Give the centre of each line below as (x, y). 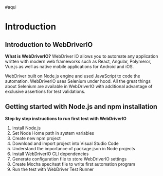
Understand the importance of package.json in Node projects (73, 148)
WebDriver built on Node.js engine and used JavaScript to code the (72, 76)
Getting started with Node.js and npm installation (81, 107)
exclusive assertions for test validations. (45, 91)
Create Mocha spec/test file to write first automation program (73, 164)
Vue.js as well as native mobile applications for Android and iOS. (69, 67)
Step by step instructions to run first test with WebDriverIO (66, 118)
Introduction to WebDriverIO (49, 44)
